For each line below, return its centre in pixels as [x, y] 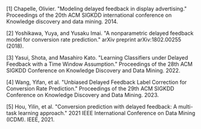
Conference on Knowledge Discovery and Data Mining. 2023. [82, 95]
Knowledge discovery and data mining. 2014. [62, 21]
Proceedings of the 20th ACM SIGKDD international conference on [89, 15]
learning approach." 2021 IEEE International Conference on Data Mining [107, 113]
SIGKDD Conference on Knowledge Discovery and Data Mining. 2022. [93, 71]
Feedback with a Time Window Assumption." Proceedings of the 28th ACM [100, 64]
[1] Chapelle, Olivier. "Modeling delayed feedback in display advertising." [97, 9]
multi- [186, 107]
